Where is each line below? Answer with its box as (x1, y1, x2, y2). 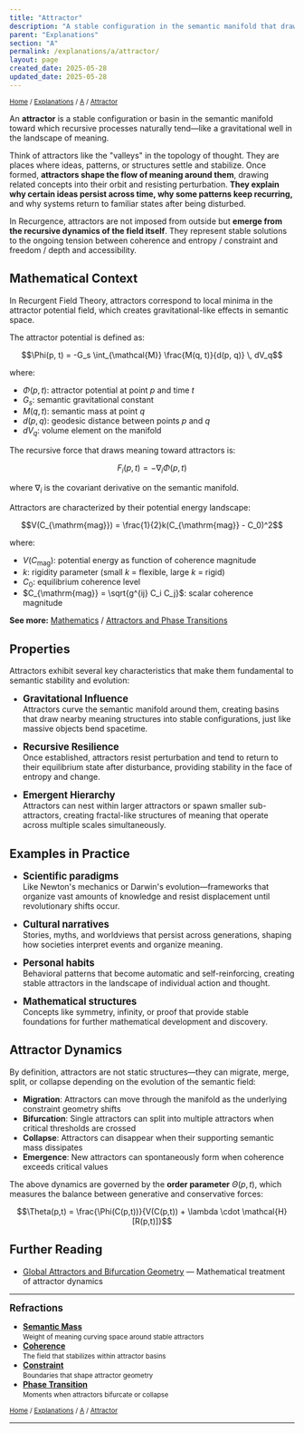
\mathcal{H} (242, 1205, 288, 1216)
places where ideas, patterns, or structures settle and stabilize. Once (9, 160, 267, 171)
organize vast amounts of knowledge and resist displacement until (22, 891, 271, 902)
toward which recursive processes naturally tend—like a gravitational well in (9, 122, 292, 133)
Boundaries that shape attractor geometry (22, 1370, 154, 1379)
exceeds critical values (22, 1161, 109, 1172)
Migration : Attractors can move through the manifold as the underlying (22, 1094, 288, 1105)
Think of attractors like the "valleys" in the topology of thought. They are (9, 150, 280, 161)
